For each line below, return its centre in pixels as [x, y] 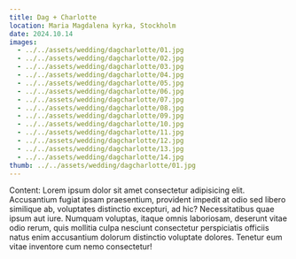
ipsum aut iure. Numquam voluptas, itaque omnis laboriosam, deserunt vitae [148, 218]
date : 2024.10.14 [41, 34]
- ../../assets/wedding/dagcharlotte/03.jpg [101, 67]
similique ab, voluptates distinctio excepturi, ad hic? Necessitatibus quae [142, 209]
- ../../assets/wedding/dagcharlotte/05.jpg [101, 83]
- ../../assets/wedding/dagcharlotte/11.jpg [101, 133]
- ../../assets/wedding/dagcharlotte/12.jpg [101, 141]
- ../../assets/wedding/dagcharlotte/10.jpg [101, 125]
